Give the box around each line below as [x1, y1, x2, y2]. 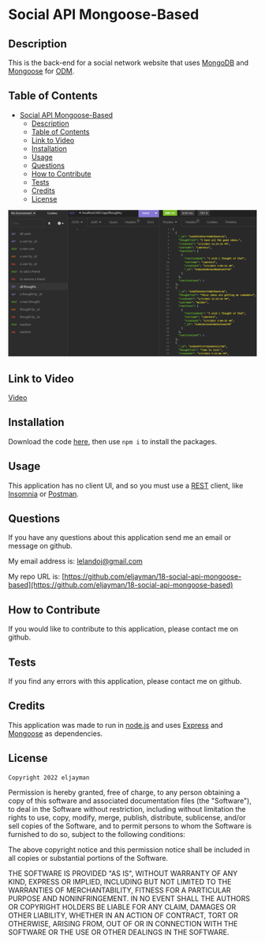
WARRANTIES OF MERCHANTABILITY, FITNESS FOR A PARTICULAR [8, 885, 231, 895]
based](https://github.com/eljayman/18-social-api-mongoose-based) [8, 580, 233, 590]
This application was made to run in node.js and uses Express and [8, 720, 223, 730]
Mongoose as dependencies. [8, 729, 103, 738]
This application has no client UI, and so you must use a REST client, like [8, 481, 244, 490]
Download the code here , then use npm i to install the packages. [8, 436, 217, 446]
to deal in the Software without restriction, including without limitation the [8, 804, 246, 813]
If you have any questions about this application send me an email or [8, 533, 231, 542]
